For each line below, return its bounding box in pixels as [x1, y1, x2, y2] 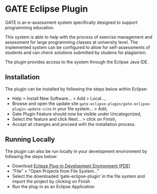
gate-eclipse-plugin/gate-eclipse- [79, 101, 152, 106]
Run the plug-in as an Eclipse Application [12, 183, 95, 189]
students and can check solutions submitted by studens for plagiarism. [5, 50, 147, 55]
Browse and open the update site [12, 101, 79, 106]
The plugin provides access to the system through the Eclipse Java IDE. [5, 59, 149, 65]
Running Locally [5, 135, 55, 144]
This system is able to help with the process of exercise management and [5, 34, 153, 40]
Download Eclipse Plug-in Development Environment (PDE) [12, 163, 131, 169]
